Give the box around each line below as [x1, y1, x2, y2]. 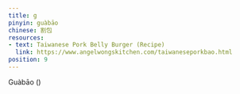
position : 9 [8, 56, 48, 64]
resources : [8, 33, 45, 42]
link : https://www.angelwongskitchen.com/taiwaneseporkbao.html [15, 48, 233, 56]
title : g [8, 11, 37, 20]
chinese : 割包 [8, 26, 53, 34]
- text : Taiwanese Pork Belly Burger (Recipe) [8, 41, 165, 49]
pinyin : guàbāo [8, 19, 59, 27]
